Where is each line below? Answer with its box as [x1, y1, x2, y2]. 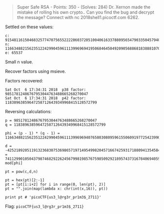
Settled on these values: [5, 24, 54, 30]
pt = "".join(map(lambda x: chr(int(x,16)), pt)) [5, 186, 108, 191]
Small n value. [5, 59, 33, 65]
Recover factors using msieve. [5, 68, 66, 74]
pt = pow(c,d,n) [5, 169, 38, 174]
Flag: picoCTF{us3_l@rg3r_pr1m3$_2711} [5, 203, 84, 209]
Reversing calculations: [5, 109, 52, 114]
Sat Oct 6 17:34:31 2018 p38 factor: [5, 87, 86, 92]
